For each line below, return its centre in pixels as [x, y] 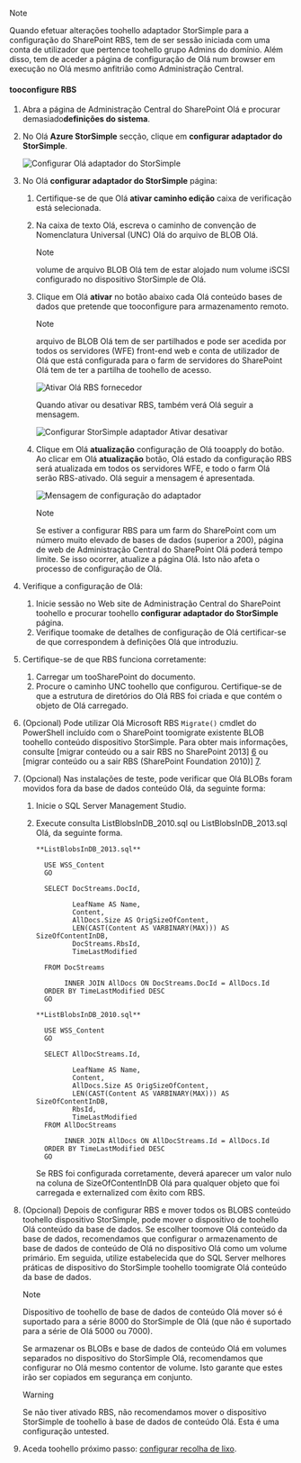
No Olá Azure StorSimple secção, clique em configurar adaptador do [152, 136]
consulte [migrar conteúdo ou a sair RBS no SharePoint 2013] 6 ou [145, 752]
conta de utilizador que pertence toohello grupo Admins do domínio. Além [146, 50]
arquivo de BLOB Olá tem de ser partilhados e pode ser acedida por [161, 341]
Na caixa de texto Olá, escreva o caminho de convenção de [146, 225]
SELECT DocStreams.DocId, [92, 889]
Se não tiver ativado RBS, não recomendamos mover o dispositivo [144, 1413]
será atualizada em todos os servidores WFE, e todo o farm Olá [153, 468]
